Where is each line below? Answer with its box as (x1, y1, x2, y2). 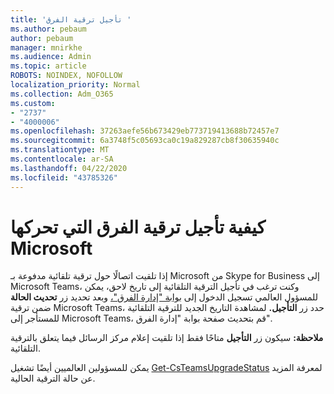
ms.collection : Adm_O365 (10, 89, 114, 99)
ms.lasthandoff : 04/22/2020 (10, 163, 128, 173)
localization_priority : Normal (10, 80, 141, 90)
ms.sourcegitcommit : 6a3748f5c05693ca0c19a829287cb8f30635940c (10, 136, 280, 146)
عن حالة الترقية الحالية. (10, 372, 96, 385)
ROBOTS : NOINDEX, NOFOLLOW (10, 71, 123, 81)
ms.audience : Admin (10, 52, 92, 62)
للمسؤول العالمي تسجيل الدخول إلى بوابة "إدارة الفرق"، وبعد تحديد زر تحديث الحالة (10, 291, 319, 303)
